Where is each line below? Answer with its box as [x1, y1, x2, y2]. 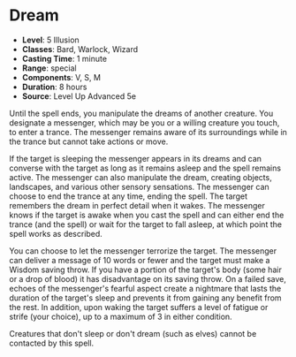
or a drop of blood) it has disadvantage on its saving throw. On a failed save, [9, 273, 287, 284]
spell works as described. [9, 228, 103, 239]
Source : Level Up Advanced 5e [21, 90, 137, 102]
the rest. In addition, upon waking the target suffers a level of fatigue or [9, 301, 269, 312]
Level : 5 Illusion [21, 34, 80, 45]
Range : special [21, 63, 77, 73]
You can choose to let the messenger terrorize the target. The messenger [9, 245, 277, 256]
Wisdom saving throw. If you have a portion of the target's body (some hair [9, 264, 283, 275]
